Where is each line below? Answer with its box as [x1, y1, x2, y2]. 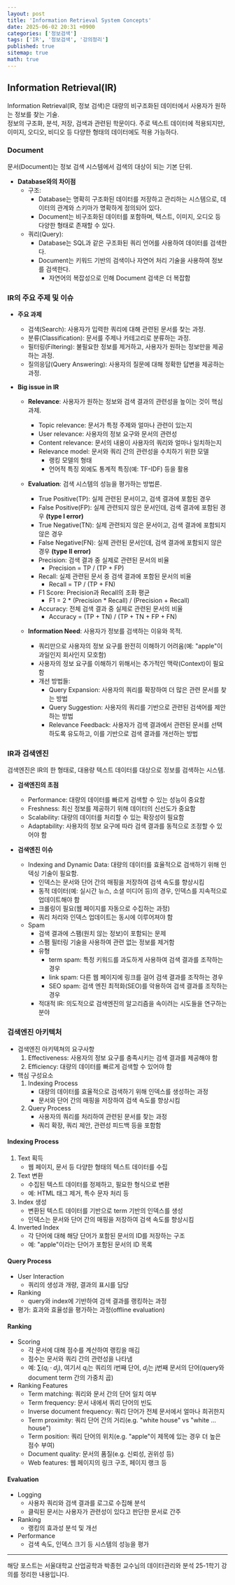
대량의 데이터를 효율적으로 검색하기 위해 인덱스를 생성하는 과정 [38, 1087, 208, 1096]
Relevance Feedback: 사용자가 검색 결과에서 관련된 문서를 [48, 721, 210, 729]
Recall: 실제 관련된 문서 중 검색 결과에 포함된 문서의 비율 [38, 572, 192, 580]
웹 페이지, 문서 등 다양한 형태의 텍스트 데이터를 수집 [27, 1162, 168, 1171]
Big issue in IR [17, 383, 59, 391]
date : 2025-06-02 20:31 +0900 [7, 23, 96, 30]
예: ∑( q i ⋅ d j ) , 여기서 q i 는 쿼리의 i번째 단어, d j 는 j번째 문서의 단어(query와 [27, 1363, 225, 1374]
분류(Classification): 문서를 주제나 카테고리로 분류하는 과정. [27, 334, 191, 342]
